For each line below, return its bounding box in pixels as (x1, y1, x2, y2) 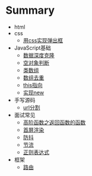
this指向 (23, 81, 43, 88)
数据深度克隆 (23, 51, 55, 58)
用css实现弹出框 (23, 36, 64, 44)
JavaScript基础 (14, 44, 52, 51)
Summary (5, 4, 55, 17)
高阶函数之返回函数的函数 (23, 119, 86, 126)
